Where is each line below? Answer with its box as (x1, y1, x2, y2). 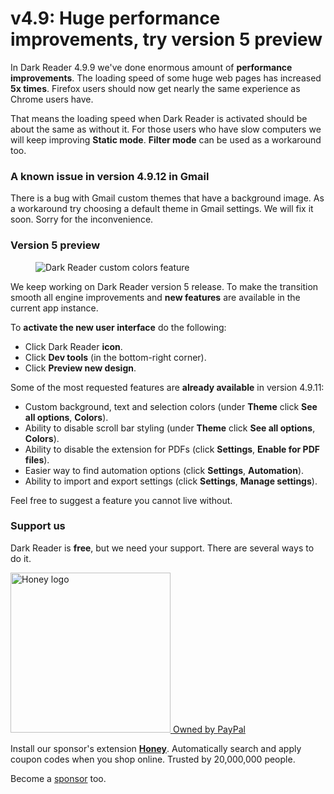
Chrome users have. (10, 93, 94, 105)
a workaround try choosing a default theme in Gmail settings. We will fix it (10, 203, 314, 215)
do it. (10, 552, 32, 564)
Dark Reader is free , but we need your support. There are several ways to (10, 542, 315, 554)
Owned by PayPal (172, 723, 246, 735)
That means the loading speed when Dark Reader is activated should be (10, 112, 308, 124)
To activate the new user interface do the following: (10, 321, 227, 333)
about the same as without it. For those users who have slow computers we (10, 123, 322, 135)
